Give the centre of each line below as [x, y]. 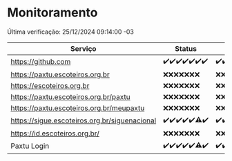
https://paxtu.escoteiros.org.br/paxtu [71, 96]
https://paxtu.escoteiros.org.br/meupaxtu [78, 108]
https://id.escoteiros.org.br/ [55, 133]
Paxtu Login [30, 146]
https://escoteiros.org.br [50, 85]
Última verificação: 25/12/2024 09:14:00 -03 [71, 32]
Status [186, 48]
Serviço [83, 48]
